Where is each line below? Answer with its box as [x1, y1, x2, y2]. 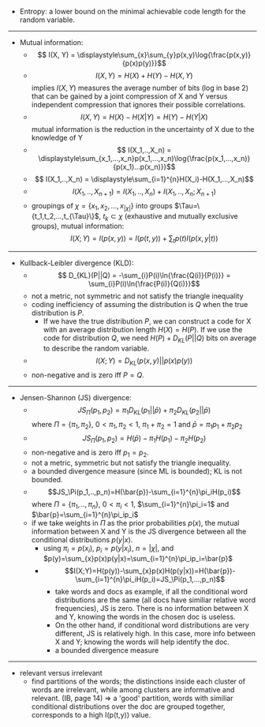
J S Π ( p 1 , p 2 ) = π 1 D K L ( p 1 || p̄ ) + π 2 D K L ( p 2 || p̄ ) [77, 405, 211, 417]
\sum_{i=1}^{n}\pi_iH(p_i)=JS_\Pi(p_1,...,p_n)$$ [75, 574, 226, 583]
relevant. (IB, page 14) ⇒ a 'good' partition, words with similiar [31, 693, 233, 703]
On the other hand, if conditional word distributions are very [54, 620, 250, 630]
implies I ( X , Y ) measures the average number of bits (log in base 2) [31, 83, 248, 92]
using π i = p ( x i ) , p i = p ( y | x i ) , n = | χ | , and [43, 543, 174, 555]
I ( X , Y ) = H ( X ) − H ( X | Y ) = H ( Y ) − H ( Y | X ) [80, 112, 208, 122]
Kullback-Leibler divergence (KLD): [19, 258, 134, 268]
